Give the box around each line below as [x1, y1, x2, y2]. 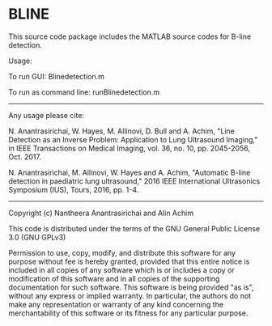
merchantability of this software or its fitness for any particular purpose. [8, 308, 249, 318]
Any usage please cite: [8, 110, 85, 120]
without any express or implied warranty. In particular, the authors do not [8, 290, 252, 300]
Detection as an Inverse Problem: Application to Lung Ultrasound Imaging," [8, 134, 258, 144]
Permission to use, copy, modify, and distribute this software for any [8, 248, 236, 257]
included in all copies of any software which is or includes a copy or [8, 265, 235, 275]
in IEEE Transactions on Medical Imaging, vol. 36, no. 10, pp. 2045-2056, [8, 143, 251, 153]
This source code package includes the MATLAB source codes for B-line [8, 32, 252, 41]
